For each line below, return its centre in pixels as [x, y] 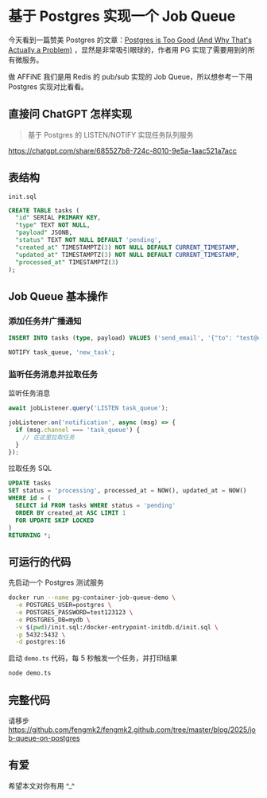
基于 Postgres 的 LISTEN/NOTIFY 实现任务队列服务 [110, 134]
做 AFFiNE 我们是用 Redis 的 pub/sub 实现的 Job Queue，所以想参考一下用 [130, 76]
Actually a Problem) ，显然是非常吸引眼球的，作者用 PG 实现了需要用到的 [128, 49]
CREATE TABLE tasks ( [44, 210]
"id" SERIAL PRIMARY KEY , [58, 218]
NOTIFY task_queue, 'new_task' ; [62, 352]
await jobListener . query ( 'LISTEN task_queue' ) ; [89, 408]
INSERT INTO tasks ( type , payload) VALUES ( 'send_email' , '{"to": [120, 338]
